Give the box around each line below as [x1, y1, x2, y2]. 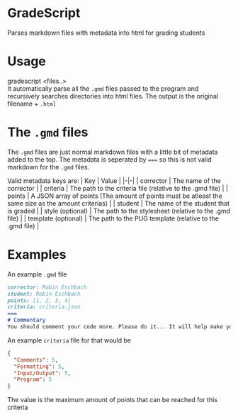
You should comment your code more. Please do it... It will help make [7, 323, 223, 330]
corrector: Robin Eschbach [7, 284, 87, 291]
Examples [7, 247, 67, 262]
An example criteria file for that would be [7, 335, 131, 345]
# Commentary [7, 317, 46, 324]
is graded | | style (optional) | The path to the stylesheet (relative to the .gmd [7, 206, 231, 215]
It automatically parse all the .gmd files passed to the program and [7, 84, 199, 93]
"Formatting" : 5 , [13, 363, 65, 370]
